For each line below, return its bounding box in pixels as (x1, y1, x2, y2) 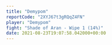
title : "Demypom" (6, 8, 49, 15)
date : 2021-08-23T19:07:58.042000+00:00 (6, 30, 107, 36)
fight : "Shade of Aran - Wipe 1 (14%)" (6, 25, 104, 31)
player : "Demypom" (6, 19, 51, 25)
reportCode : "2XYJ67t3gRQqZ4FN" (6, 14, 85, 20)
